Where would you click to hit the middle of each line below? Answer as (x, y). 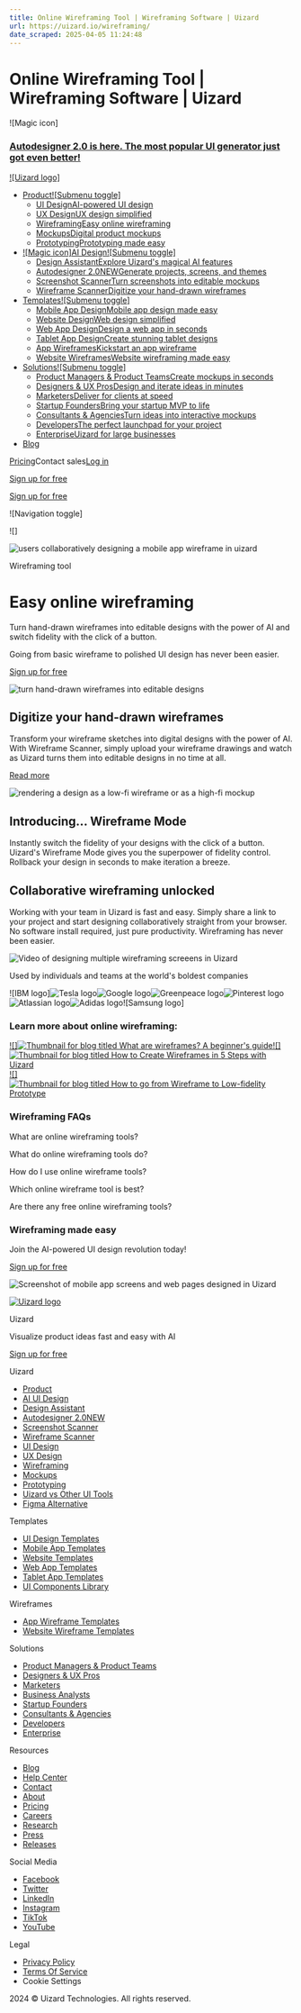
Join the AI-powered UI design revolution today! (98, 1249)
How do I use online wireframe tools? (78, 1171)
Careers (37, 1815)
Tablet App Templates (63, 1576)
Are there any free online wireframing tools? (91, 1206)
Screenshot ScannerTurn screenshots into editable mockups (148, 281)
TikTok (35, 1917)
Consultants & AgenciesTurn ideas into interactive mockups (146, 414)
